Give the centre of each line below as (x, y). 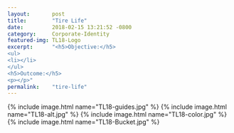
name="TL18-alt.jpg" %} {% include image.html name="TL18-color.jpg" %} (117, 115)
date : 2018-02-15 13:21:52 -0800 (70, 27)
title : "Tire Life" (47, 21)
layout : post (36, 14)
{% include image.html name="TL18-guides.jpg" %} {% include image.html (117, 107)
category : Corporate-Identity (59, 34)
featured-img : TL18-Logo (44, 41)
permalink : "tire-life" (47, 87)
